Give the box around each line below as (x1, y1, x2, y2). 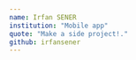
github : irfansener (9, 37, 81, 47)
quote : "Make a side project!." (9, 29, 128, 38)
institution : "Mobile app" (9, 21, 109, 30)
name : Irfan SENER (9, 12, 77, 22)
